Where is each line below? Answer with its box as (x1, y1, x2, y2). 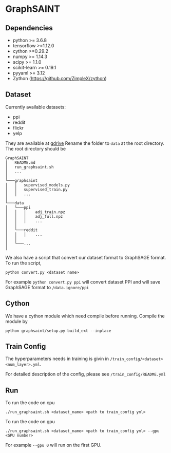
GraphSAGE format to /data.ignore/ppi (5, 284, 89, 290)
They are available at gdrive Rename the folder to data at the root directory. (5, 140, 164, 146)
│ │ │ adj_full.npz (5, 214, 63, 219)
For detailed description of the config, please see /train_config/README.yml (5, 371, 166, 377)
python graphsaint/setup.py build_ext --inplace (5, 328, 111, 333)
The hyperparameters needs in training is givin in (5, 355, 109, 362)
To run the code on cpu (5, 400, 55, 406)
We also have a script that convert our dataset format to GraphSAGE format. (5, 254, 166, 260)
